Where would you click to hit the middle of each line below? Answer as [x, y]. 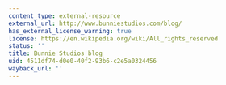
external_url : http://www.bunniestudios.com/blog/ [95, 23]
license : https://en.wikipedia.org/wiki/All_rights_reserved [113, 38]
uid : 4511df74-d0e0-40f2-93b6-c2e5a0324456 [83, 62]
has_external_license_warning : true [70, 31]
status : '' [27, 46]
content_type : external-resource [65, 16]
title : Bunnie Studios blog [56, 53]
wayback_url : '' [36, 69]
